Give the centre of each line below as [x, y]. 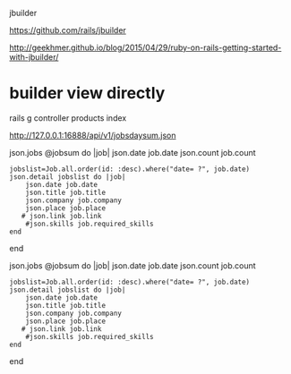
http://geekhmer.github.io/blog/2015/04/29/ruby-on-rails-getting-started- [145, 47]
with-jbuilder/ [34, 57]
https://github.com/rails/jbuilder [68, 30]
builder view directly [87, 93]
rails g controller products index [68, 118]
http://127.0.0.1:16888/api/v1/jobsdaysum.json [93, 135]
